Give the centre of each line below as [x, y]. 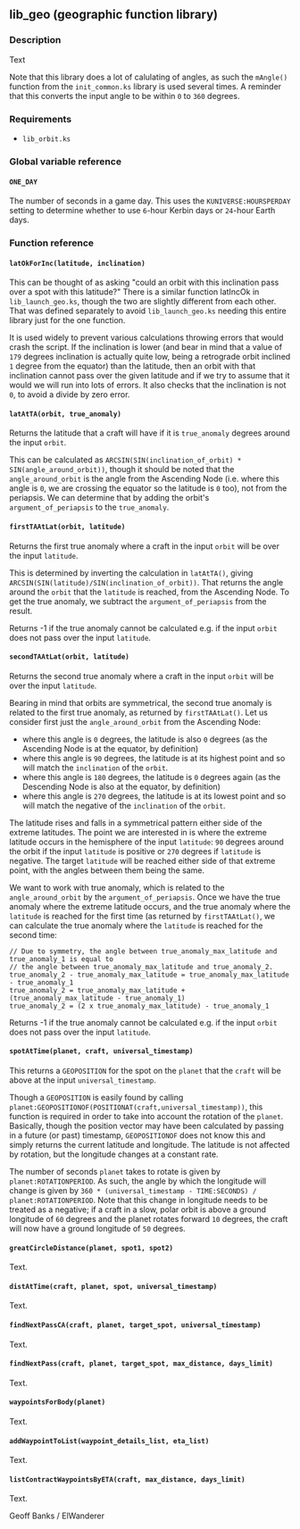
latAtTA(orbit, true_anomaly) [66, 414]
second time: [33, 935]
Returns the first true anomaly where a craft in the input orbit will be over [144, 546]
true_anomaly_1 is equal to [62, 959]
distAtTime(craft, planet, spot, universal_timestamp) [113, 1286]
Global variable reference [66, 162]
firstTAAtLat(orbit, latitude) [67, 527]
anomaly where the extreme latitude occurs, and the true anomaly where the [150, 906]
